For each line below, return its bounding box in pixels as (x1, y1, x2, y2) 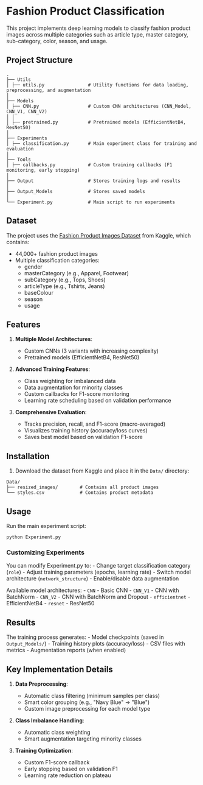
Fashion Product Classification (6, 4, 165, 18)
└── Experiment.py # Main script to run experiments (6, 199, 175, 205)
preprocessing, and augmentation (6, 87, 91, 93)
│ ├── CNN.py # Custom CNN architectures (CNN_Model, (6, 103, 191, 109)
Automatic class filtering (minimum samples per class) (24, 692, 160, 699)
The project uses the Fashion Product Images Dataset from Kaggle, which (6, 231, 191, 239)
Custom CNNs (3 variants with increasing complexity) (24, 347, 159, 354)
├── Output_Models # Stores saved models (6, 188, 146, 194)
